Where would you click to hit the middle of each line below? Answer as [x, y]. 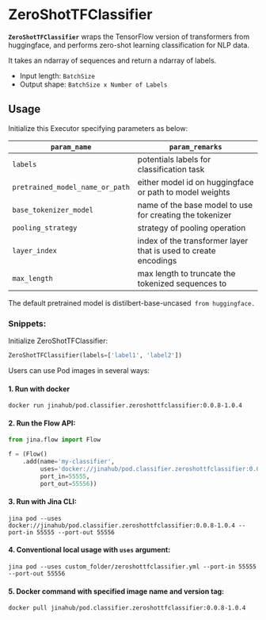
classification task [171, 169]
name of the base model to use [195, 205]
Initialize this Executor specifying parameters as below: [98, 128]
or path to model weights [184, 192]
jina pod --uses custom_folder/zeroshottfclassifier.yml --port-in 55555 [133, 566]
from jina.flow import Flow [55, 440]
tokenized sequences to [182, 283]
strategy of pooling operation [192, 228]
